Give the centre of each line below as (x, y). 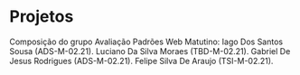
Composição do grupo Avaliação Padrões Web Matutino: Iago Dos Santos (146, 42)
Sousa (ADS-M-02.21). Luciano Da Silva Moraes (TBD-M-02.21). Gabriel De (150, 51)
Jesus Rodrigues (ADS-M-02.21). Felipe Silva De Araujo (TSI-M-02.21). (141, 61)
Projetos (42, 17)
